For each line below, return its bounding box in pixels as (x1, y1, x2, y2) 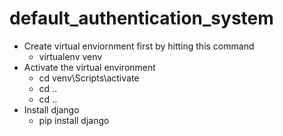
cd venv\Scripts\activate (38, 72, 140, 84)
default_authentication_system (9, 7, 274, 30)
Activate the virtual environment (23, 61, 156, 73)
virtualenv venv (38, 50, 103, 62)
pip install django (38, 114, 110, 126)
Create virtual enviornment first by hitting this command (23, 40, 255, 52)
